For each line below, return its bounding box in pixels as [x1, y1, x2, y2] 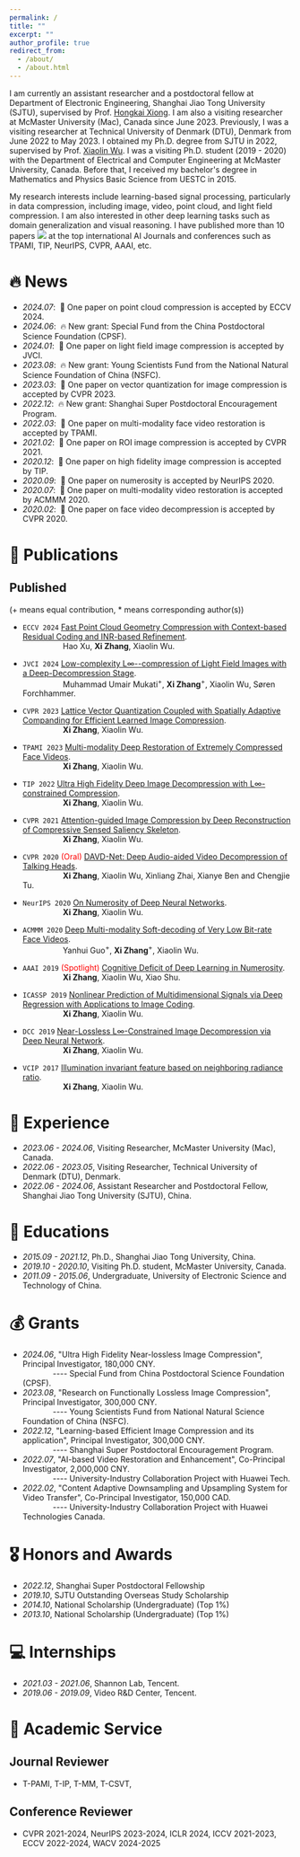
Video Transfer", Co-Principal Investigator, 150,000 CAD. [21, 1492, 231, 1502]
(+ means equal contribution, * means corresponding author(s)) [9, 603, 244, 615]
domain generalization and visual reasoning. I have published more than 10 [9, 219, 285, 230]
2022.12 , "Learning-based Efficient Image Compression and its [21, 1425, 254, 1436]
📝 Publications [9, 545, 119, 565]
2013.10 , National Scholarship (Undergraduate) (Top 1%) [21, 1608, 230, 1619]
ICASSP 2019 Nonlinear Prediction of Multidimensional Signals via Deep [21, 990, 283, 1000]
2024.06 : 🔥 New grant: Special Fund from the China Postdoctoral [21, 321, 266, 331]
